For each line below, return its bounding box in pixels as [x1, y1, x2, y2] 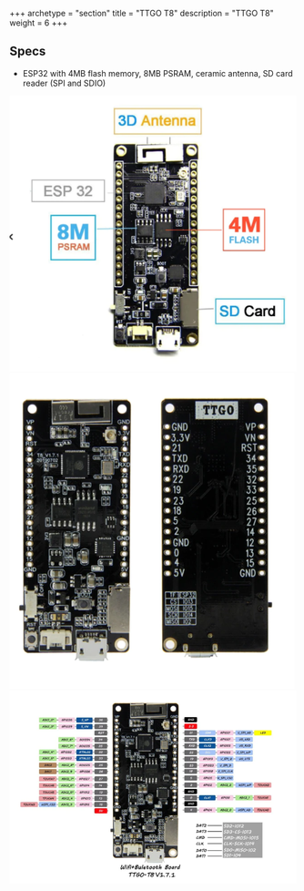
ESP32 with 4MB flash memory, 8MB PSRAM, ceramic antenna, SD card [22, 67, 293, 78]
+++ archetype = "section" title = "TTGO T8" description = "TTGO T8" [9, 8, 275, 18]
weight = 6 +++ [9, 17, 68, 28]
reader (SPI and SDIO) [22, 77, 106, 88]
